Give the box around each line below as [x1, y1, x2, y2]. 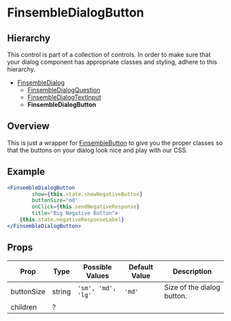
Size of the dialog [164, 282, 221, 292]
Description [173, 267, 212, 276]
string [52, 287, 71, 296]
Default [128, 262, 153, 271]
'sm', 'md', [77, 284, 117, 292]
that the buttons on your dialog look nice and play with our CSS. [7, 146, 188, 154]
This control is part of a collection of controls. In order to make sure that [7, 50, 211, 59]
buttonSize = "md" [32, 197, 78, 204]
